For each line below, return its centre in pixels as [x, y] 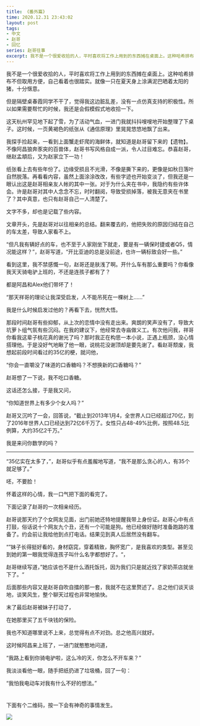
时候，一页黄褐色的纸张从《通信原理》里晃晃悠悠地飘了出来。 [97, 129]
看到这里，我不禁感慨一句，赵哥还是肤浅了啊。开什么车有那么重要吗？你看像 [100, 264]
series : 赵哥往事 [26, 51]
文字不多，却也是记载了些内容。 [45, 211]
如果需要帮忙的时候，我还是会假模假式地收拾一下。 [74, 108]
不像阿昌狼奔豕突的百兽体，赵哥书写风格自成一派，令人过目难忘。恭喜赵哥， [100, 149]
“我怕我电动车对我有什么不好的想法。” [51, 683]
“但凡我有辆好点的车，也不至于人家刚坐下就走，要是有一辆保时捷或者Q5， [97, 244]
